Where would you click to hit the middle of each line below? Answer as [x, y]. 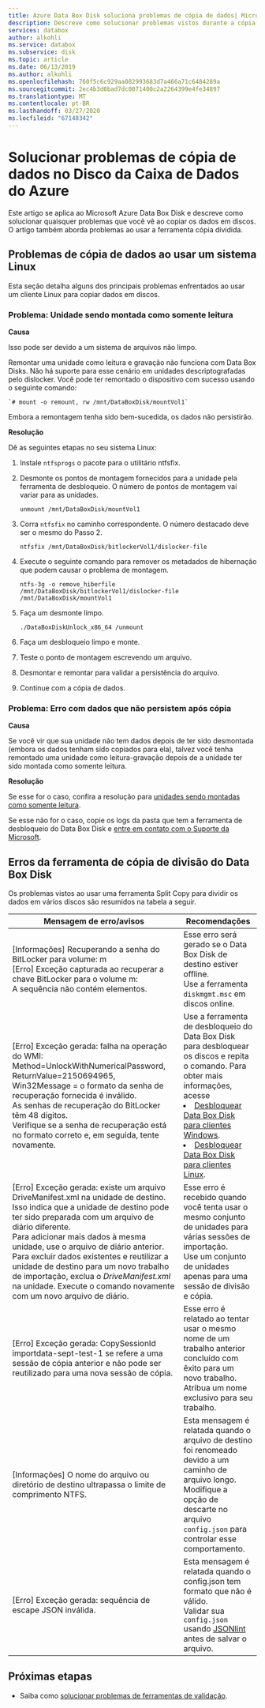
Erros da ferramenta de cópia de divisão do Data [129, 862]
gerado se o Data [215, 945]
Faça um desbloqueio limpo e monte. [80, 641]
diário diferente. [41, 1227]
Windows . [202, 1135]
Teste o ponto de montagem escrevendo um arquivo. [106, 657]
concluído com [211, 1358]
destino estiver [211, 965]
